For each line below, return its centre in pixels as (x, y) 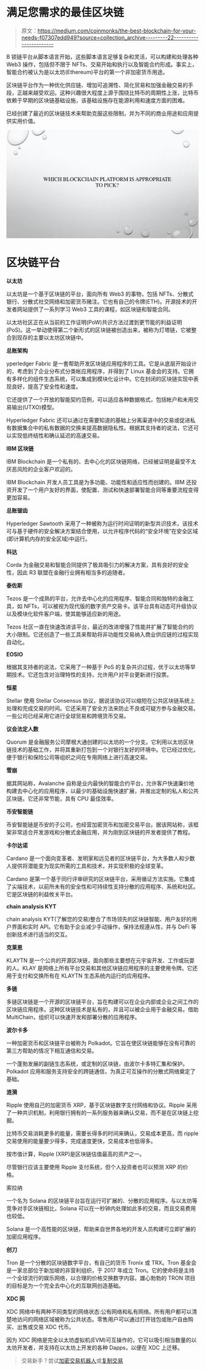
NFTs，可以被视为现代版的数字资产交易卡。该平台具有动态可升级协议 (110, 606)
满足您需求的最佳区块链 (65, 13)
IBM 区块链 (20, 448)
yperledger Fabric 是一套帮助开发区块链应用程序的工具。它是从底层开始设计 (102, 363)
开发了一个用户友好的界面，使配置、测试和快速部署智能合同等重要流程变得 (105, 490)
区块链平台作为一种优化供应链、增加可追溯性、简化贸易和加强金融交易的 (97, 85)
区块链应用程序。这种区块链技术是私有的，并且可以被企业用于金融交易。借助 (103, 1009)
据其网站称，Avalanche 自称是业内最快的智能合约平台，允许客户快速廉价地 (100, 783)
